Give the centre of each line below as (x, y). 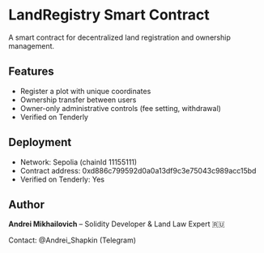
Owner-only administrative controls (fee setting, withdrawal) (120, 108)
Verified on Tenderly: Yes (62, 179)
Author (26, 204)
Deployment (40, 142)
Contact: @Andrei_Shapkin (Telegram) (72, 240)
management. (32, 45)
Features (31, 72)
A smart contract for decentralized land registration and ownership (119, 37)
